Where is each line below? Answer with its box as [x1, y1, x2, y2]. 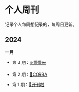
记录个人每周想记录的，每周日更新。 [5, 21, 77, 27]
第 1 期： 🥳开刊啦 [12, 81, 45, 87]
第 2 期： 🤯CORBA [12, 71, 48, 77]
